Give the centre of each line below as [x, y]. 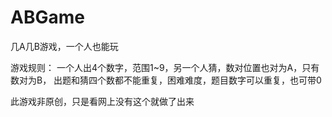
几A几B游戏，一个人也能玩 [64, 46]
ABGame [47, 17]
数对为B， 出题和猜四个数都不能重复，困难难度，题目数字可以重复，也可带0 [166, 80]
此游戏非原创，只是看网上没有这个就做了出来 [102, 101]
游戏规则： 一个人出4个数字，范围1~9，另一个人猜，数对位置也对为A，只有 [165, 67]
